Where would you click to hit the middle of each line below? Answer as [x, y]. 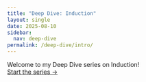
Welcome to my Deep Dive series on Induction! [73, 65]
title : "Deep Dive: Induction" [52, 13]
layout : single [29, 20]
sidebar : [20, 32]
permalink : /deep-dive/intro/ [50, 45]
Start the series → [33, 72]
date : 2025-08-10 [32, 26]
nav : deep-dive [35, 39]
